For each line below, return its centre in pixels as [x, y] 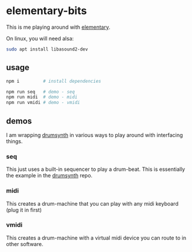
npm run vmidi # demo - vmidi [43, 103]
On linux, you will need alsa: [40, 38]
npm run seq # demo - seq [41, 92]
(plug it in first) [24, 210]
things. [14, 141]
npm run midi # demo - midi [42, 97]
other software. [25, 244]
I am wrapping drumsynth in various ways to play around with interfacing [95, 135]
